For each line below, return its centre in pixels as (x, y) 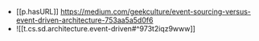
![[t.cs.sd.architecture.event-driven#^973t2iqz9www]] (105, 29)
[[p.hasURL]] (37, 12)
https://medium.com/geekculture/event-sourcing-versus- (156, 12)
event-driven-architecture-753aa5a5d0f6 (84, 20)
